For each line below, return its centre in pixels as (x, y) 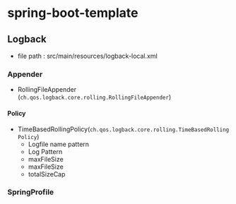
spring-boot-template (73, 13)
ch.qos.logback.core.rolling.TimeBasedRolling (159, 130)
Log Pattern (45, 151)
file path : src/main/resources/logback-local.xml (87, 56)
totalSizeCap (47, 174)
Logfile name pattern (59, 144)
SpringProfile (31, 192)
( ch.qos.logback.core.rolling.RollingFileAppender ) (94, 97)
